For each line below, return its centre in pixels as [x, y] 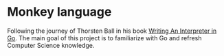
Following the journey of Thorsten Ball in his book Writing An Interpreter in [112, 31]
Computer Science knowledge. [51, 45]
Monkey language [59, 12]
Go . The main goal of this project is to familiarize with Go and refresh [104, 38]
